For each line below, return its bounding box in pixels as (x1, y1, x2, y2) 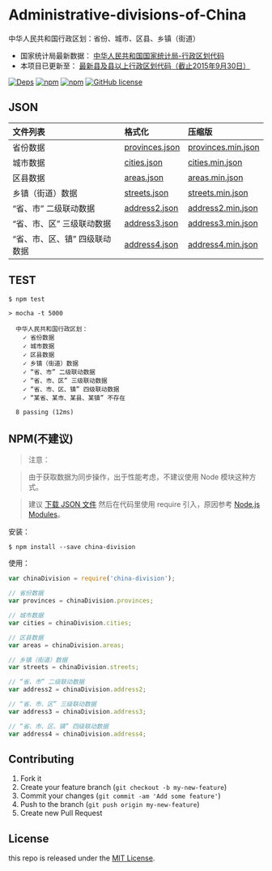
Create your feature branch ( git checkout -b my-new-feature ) (19, 783, 227, 792)
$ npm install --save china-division (8, 543, 136, 551)
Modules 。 (28, 509, 65, 520)
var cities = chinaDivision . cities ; (8, 619, 132, 627)
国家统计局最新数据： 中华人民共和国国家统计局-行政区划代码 (19, 50, 225, 60)
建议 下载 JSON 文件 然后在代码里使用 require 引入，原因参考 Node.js (28, 500, 261, 509)
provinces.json (124, 141, 181, 152)
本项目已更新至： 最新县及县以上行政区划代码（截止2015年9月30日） (19, 61, 251, 71)
